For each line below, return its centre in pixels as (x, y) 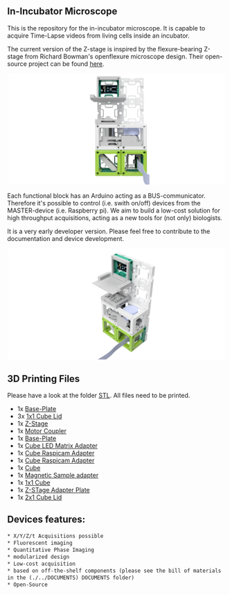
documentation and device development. (66, 238)
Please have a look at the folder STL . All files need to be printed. (99, 396)
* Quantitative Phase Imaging (51, 550)
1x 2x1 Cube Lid (39, 497)
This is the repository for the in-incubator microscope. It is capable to (106, 28)
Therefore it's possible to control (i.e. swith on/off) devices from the (104, 203)
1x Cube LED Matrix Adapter (57, 446)
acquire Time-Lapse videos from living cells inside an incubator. (98, 35)
